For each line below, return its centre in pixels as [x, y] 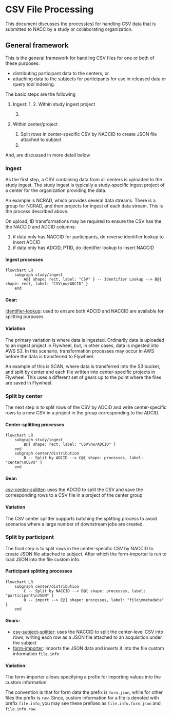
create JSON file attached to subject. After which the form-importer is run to [86, 554]
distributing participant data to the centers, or [61, 73]
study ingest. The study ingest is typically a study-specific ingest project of [85, 185]
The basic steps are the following [41, 94]
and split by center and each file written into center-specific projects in [80, 372]
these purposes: [23, 63]
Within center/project [35, 124]
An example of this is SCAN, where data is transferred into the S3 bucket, [83, 366]
